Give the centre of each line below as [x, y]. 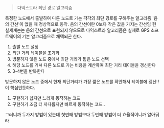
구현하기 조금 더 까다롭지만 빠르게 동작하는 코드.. [59, 104]
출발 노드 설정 [25, 47]
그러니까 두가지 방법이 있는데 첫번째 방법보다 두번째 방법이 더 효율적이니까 [76, 115]
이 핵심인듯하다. [20, 88]
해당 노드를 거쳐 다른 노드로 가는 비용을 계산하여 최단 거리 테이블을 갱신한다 [84, 65]
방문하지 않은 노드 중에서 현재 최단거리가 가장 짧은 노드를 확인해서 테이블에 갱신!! [82, 82]
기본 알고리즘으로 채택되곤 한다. [52, 36]
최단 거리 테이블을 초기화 [36, 53]
